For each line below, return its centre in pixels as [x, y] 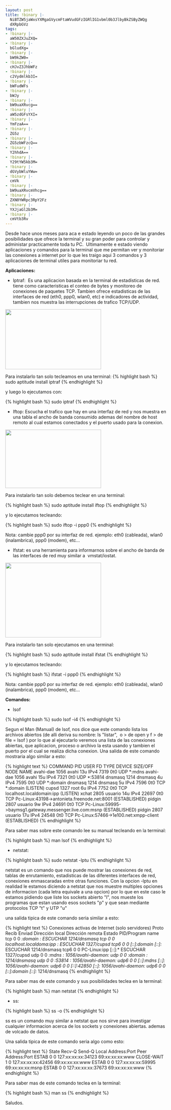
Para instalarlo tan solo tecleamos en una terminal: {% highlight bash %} [81, 376]
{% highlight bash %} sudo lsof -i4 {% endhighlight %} [63, 719]
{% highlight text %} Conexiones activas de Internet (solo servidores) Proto [84, 928]
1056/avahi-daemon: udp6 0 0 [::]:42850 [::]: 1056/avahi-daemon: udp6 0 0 [86, 966]
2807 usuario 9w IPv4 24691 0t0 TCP [45, 805]
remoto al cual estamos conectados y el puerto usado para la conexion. [88, 422]
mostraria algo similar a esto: [36, 757]
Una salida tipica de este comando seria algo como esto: [65, 1042]
